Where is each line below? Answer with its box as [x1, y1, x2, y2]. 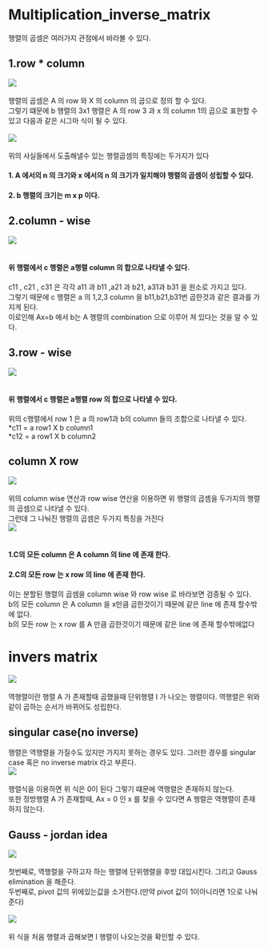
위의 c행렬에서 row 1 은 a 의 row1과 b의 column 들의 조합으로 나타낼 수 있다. [8, 414, 247, 423]
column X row [8, 454, 79, 468]
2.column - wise [8, 214, 91, 228]
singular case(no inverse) [8, 725, 139, 739]
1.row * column [8, 57, 86, 71]
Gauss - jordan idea [8, 828, 108, 842]
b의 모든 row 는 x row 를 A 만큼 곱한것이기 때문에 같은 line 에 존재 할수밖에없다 [8, 619, 255, 628]
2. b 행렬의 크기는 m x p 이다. [8, 190, 100, 200]
